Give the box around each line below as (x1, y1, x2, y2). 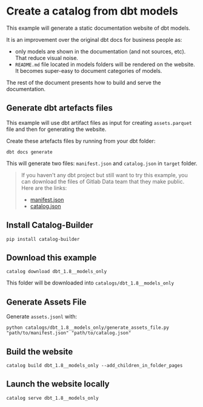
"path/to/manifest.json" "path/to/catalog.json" (6, 330, 131, 336)
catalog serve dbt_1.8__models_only (6, 395, 99, 401)
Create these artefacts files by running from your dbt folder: (6, 137, 156, 144)
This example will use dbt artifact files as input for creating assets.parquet (6, 119, 192, 126)
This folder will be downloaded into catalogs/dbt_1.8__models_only (6, 279, 175, 286)
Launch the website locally (6, 379, 110, 389)
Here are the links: (21, 184, 67, 192)
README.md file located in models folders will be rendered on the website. (15, 61, 195, 68)
